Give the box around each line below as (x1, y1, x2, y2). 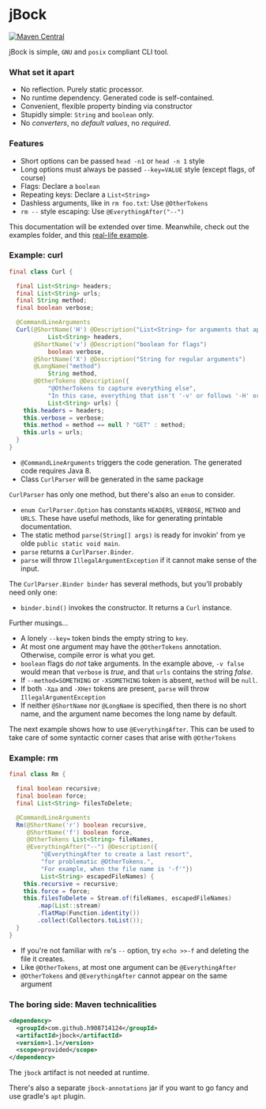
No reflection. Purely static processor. (20, 85, 144, 94)
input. (20, 564, 39, 573)
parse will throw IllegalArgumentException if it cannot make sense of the (20, 555, 257, 564)
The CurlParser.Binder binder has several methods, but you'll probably (9, 579, 243, 588)
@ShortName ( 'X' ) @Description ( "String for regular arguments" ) (33, 355, 246, 363)
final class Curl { (9, 267, 73, 276)
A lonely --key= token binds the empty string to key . (20, 633, 189, 643)
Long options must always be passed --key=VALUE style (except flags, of (20, 164, 256, 174)
